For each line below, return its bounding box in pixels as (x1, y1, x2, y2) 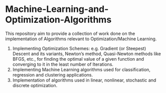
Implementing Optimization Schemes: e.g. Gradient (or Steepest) (12, 45, 146, 51)
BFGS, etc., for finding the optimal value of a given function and (12, 56, 144, 62)
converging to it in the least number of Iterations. (12, 61, 114, 67)
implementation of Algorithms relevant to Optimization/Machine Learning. (5, 36, 157, 42)
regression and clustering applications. (12, 72, 93, 78)
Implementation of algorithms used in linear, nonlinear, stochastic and (12, 77, 156, 83)
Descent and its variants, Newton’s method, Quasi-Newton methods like (12, 51, 161, 57)
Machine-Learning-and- (5, 3, 109, 15)
